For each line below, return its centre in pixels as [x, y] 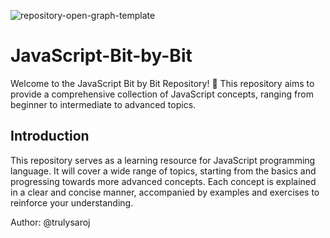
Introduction [50, 136]
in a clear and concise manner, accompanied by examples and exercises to [165, 192]
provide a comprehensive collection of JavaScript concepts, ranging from [162, 94]
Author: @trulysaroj [50, 222]
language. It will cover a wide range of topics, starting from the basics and [163, 171]
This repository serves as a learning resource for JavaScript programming [163, 160]
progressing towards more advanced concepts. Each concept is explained [163, 181]
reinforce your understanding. [72, 202]
